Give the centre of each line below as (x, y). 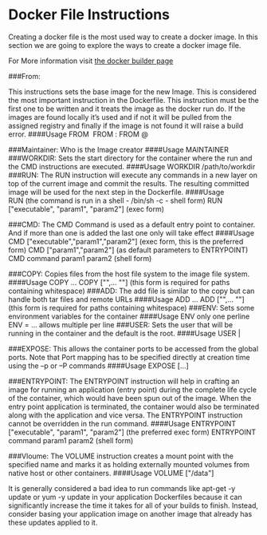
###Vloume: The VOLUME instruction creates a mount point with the (121, 456)
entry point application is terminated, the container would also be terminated (134, 406)
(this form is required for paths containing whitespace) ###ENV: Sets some (132, 307)
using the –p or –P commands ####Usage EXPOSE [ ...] (98, 366)
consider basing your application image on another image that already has (130, 513)
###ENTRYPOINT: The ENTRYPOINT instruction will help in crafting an (124, 381)
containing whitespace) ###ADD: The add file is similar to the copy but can (132, 291)
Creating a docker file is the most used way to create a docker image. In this (133, 37)
